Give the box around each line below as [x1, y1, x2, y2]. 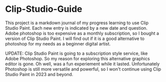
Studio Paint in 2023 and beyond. [5, 71, 73, 77]
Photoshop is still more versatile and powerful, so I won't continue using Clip [5, 66, 162, 72]
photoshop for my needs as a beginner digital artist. [5, 41, 111, 46]
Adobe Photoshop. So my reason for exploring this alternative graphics [5, 55, 150, 61]
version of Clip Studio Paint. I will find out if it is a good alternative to [5, 36, 145, 41]
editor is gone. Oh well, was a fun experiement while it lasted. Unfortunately [5, 61, 160, 67]
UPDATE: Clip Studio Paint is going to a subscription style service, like [5, 50, 148, 56]
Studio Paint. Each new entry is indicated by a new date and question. [5, 25, 148, 31]
